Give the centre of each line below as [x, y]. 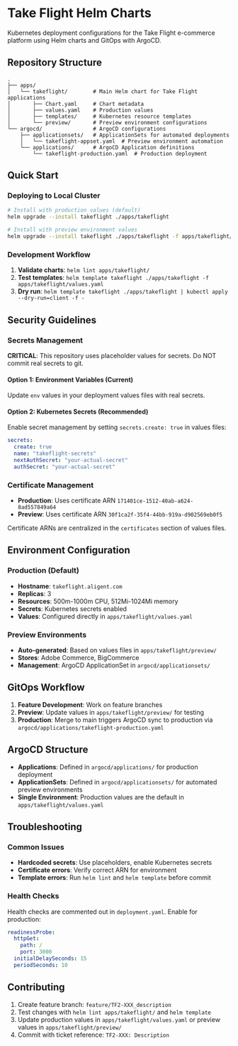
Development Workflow [49, 254]
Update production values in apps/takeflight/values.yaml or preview [119, 1019]
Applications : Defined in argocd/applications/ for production [108, 767]
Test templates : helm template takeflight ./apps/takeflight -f [113, 278]
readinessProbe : [31, 932]
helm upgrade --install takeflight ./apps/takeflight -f [93, 237]
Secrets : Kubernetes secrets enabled [72, 608]
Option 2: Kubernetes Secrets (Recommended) [78, 411]
